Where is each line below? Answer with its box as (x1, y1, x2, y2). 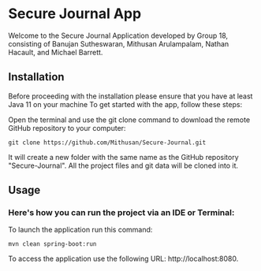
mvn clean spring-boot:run (8, 240, 97, 248)
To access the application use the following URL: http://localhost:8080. (8, 254, 239, 264)
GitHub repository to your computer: (8, 123, 126, 132)
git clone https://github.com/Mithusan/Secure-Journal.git (8, 139, 207, 147)
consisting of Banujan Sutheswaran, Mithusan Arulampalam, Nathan (8, 39, 229, 48)
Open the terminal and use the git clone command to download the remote (8, 115, 251, 124)
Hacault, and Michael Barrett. (8, 47, 103, 57)
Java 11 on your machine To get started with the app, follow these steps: (8, 99, 243, 109)
